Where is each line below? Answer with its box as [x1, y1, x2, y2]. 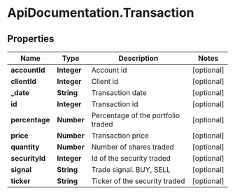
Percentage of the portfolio [91, 110, 180, 120]
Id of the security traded [91, 154, 171, 163]
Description [118, 54, 159, 63]
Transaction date [91, 88, 147, 97]
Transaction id [91, 99, 138, 109]
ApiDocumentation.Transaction [7, 5, 194, 21]
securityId [10, 154, 46, 163]
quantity [10, 142, 40, 152]
